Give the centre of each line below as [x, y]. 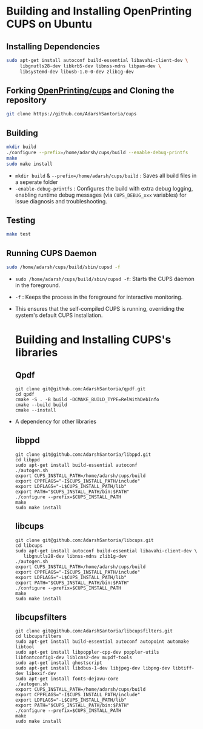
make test [19, 234]
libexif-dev [41, 674]
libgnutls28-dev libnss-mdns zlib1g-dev [75, 556]
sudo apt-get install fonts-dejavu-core [67, 679]
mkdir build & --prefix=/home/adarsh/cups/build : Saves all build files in [106, 175]
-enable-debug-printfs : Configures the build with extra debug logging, [104, 188]
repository [27, 100]
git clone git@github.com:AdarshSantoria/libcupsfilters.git [94, 631]
